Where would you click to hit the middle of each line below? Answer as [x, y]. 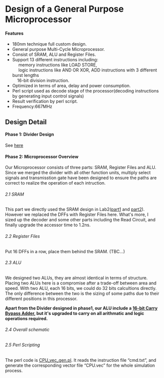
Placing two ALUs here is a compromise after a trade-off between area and [81, 283]
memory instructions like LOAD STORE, [58, 65]
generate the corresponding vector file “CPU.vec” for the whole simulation [80, 365]
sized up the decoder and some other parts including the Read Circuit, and [80, 220]
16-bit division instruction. [43, 81]
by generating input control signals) [48, 96]
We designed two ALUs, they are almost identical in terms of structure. [76, 278]
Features [14, 33]
